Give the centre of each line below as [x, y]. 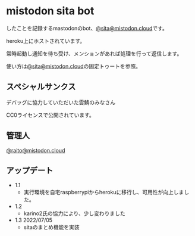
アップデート [30, 170]
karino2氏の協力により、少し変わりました [75, 213]
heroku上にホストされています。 [46, 41]
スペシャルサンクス [41, 87]
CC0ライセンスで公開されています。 [51, 115]
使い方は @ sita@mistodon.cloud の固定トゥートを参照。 [74, 66]
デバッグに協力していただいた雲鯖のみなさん [61, 102]
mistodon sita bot [50, 11]
